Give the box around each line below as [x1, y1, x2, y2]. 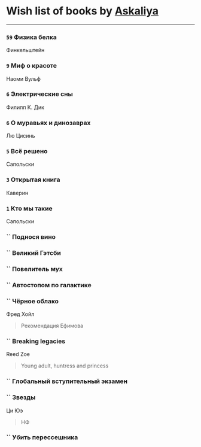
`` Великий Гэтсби [6, 248, 61, 257]
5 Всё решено [6, 147, 48, 156]
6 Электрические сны [6, 90, 74, 98]
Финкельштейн [6, 47, 45, 54]
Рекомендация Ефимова [20, 322, 84, 329]
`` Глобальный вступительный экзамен [6, 377, 128, 385]
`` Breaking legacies [6, 337, 66, 345]
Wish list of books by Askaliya [6, 4, 159, 18]
